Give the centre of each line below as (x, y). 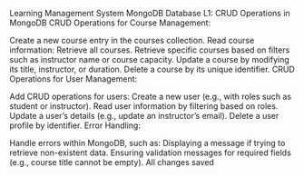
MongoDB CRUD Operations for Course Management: (110, 23)
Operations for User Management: (74, 79)
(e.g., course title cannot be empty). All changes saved (112, 162)
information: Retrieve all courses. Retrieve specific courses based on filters (150, 50)
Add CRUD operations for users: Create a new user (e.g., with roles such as (151, 96)
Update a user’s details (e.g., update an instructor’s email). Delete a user (144, 116)
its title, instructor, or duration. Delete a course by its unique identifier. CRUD (152, 69)
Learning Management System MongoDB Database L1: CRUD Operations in (150, 13)
